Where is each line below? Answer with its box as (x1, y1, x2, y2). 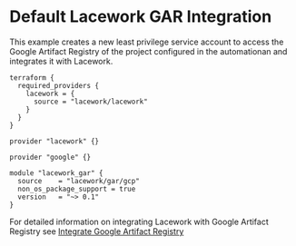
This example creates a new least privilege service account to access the (9, 36, 284, 47)
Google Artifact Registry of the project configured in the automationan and (9, 45, 288, 56)
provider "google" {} (9, 153, 92, 162)
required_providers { (17, 81, 100, 90)
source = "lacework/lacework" (33, 97, 148, 106)
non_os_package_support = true (17, 184, 136, 193)
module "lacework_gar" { (9, 168, 104, 178)
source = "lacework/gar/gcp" (17, 176, 141, 185)
